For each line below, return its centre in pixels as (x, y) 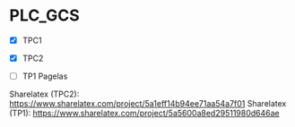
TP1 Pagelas (45, 76)
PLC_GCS (45, 16)
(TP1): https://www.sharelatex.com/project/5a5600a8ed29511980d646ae (144, 114)
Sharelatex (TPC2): (44, 94)
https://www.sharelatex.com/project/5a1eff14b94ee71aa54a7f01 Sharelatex (148, 104)
